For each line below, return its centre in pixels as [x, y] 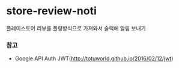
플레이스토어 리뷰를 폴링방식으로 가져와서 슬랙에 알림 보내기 [76, 28]
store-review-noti [52, 11]
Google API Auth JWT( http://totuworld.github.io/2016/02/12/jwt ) [94, 58]
